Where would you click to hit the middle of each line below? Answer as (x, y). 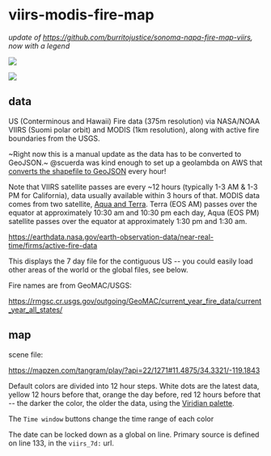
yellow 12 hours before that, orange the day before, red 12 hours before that (135, 395)
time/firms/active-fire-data (53, 245)
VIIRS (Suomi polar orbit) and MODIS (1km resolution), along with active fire (134, 129)
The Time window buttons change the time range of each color (111, 419)
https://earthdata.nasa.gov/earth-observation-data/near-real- (111, 237)
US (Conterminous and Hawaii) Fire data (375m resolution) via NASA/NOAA (134, 121)
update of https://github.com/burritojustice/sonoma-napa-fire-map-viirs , (131, 37)
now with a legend (39, 45)
